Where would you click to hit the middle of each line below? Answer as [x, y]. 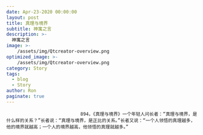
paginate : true [25, 96]
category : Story [27, 68]
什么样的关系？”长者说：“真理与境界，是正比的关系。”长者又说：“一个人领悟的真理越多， [101, 120]
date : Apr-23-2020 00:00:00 [42, 12]
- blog [20, 79]
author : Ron [21, 91]
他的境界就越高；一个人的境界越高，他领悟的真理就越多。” [68, 127]
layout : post [23, 18]
